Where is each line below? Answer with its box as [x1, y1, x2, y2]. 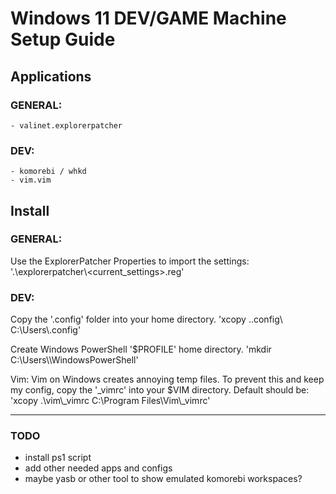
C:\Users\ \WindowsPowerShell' [10, 354, 139, 366]
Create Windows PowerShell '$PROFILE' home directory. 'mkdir [10, 343, 272, 356]
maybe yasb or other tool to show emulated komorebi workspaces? [24, 473, 303, 485]
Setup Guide [10, 28, 116, 51]
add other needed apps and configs [24, 462, 173, 474]
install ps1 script [24, 452, 92, 464]
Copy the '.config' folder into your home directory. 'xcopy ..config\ [10, 313, 283, 326]
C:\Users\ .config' [10, 324, 82, 336]
